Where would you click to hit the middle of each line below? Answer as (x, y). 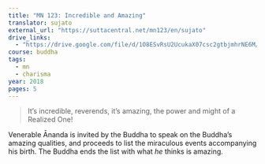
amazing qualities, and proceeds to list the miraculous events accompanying (132, 143)
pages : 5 (22, 89)
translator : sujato (40, 23)
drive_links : (30, 37)
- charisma (33, 74)
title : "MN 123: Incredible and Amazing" (77, 15)
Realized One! (50, 120)
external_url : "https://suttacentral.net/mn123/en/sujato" (107, 30)
